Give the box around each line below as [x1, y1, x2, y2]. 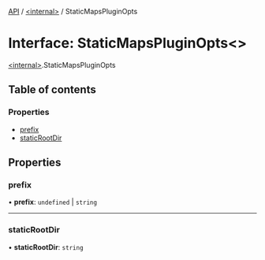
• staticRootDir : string [8, 242, 84, 251]
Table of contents [8, 83, 96, 97]
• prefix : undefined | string [8, 197, 97, 207]
